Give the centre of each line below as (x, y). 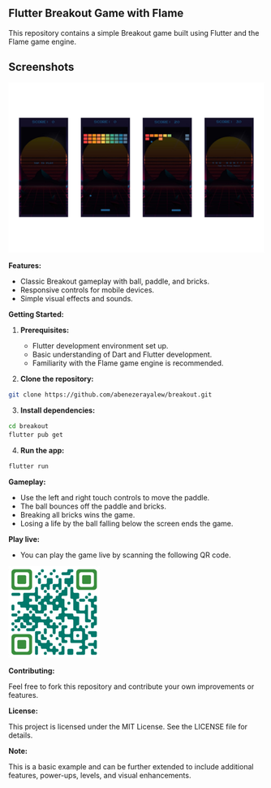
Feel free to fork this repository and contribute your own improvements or (131, 686)
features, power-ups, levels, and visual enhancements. (100, 775)
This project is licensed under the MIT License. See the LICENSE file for (128, 726)
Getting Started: (36, 314)
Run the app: (42, 450)
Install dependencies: (58, 410)
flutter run (28, 466)
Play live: (24, 539)
